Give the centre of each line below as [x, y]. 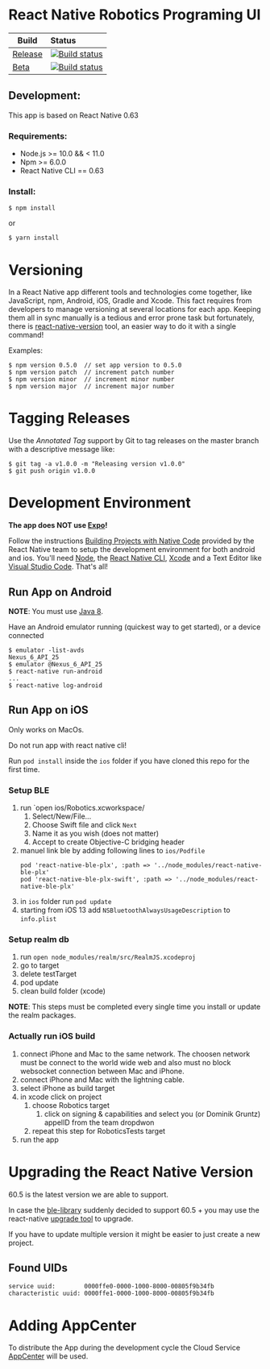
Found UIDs [38, 1268]
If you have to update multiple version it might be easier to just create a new [134, 1234]
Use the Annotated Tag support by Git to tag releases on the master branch [134, 441]
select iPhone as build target [67, 1088]
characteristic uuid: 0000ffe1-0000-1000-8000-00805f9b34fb [112, 1294]
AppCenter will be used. [48, 1356]
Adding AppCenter [73, 1325]
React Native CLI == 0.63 [62, 171]
